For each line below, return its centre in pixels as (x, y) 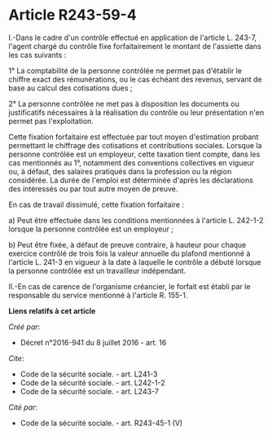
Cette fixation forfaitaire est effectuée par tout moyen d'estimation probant (134, 137)
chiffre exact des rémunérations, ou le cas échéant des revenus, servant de (135, 79)
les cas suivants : (37, 55)
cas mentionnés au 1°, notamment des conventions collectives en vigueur (132, 163)
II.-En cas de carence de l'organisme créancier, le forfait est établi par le (129, 286)
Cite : (16, 358)
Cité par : (23, 407)
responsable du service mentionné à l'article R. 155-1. (98, 295)
